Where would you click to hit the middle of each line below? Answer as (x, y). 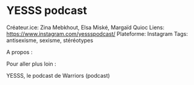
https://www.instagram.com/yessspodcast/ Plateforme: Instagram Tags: (97, 33)
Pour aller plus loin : (31, 64)
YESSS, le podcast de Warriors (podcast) (58, 75)
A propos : (19, 52)
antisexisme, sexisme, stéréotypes (50, 40)
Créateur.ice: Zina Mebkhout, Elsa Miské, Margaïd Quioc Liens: (85, 27)
